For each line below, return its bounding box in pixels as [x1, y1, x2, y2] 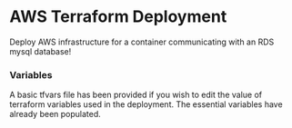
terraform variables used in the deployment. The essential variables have [9, 99, 284, 110]
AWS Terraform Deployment [9, 6, 227, 27]
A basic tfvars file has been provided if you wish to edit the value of [9, 89, 262, 101]
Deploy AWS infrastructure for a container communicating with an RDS [9, 36, 275, 47]
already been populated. [9, 109, 102, 120]
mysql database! [9, 45, 72, 56]
